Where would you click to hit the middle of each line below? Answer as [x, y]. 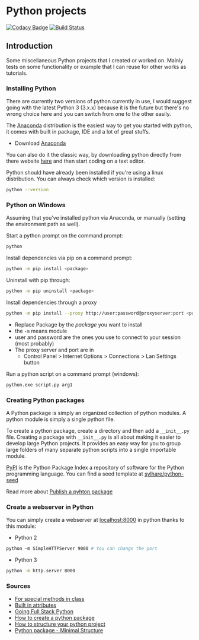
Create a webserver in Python [50, 507]
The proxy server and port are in [54, 350]
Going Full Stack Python [44, 612]
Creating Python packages [45, 400]
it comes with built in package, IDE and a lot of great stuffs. [78, 132]
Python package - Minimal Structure [59, 631]
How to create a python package [54, 618]
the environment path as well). [43, 224]
